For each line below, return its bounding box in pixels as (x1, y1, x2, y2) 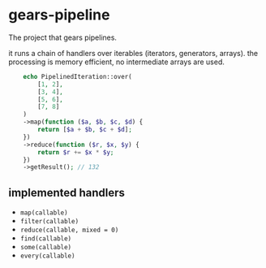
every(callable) (19, 252, 75, 261)
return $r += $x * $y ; (37, 148, 114, 156)
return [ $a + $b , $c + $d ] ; (37, 126, 132, 134)
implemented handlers (8, 185, 126, 200)
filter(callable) (19, 218, 79, 226)
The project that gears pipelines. (8, 32, 118, 42)
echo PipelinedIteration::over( (23, 72, 132, 80)
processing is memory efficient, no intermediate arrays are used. (8, 57, 225, 67)
